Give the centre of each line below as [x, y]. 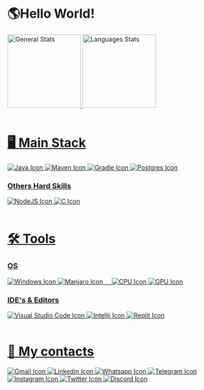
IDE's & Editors [33, 300]
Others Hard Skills [39, 185]
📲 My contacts [51, 352]
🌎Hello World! [51, 14]
